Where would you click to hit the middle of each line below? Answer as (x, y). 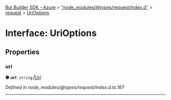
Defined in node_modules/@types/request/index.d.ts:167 (65, 87)
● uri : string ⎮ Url (23, 77)
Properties (22, 52)
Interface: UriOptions (51, 33)
